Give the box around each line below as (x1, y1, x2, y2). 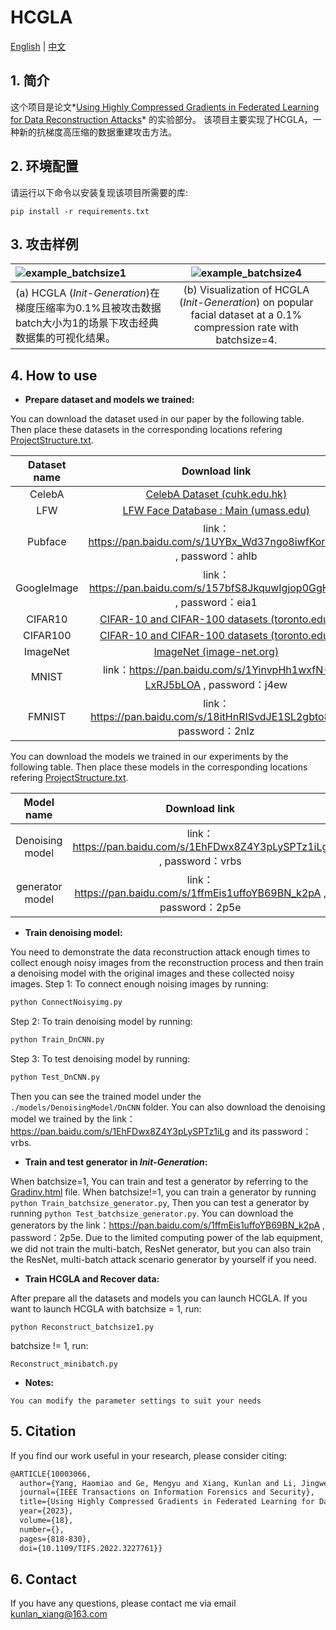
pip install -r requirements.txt (10, 206, 150, 216)
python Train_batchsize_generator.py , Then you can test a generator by (10, 1196, 310, 1208)
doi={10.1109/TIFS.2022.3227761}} (19, 1543, 163, 1553)
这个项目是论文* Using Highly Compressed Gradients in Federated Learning (10, 101, 320, 113)
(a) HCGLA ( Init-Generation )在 (15, 286, 161, 300)
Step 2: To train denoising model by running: (10, 1016, 193, 1028)
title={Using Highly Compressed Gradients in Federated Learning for (19, 1497, 315, 1507)
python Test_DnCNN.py (10, 1072, 101, 1082)
